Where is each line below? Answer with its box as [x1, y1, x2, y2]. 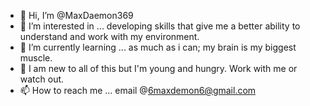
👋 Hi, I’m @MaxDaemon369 [19, 10, 134, 21]
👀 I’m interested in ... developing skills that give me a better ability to [19, 20, 301, 32]
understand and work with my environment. [19, 31, 200, 42]
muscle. [19, 52, 53, 64]
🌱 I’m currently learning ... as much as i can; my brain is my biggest [19, 41, 297, 53]
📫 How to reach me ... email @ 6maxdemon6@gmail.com [19, 85, 257, 96]
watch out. [19, 73, 65, 85]
